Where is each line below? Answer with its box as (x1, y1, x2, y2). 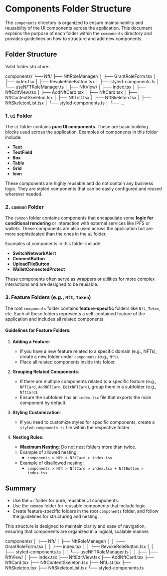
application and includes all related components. (5, 316, 105, 322)
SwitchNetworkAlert (12, 250, 56, 256)
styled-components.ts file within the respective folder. (19, 424, 131, 430)
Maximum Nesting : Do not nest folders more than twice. (19, 444, 136, 450)
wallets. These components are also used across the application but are (5, 226, 153, 232)
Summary (5, 484, 36, 493)
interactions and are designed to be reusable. (5, 281, 99, 287)
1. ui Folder (5, 112, 32, 119)
